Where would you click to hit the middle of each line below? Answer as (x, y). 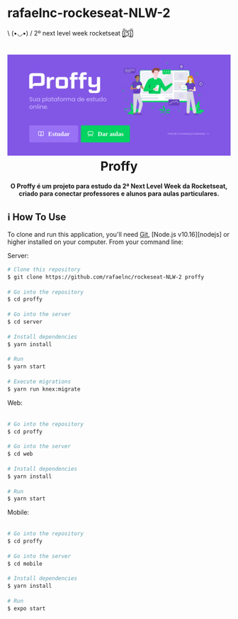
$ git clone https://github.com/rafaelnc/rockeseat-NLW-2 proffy (106, 277)
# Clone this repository (44, 269)
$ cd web (20, 454)
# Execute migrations (39, 382)
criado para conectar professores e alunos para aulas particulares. (119, 194)
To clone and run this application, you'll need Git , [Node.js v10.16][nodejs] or (119, 234)
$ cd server (25, 322)
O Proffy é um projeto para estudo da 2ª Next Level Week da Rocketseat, (119, 186)
